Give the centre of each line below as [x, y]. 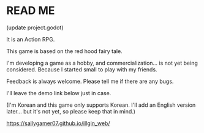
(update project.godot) [35, 27]
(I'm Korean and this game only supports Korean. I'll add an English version [101, 105]
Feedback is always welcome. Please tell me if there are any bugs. [90, 81]
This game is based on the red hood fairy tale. [64, 51]
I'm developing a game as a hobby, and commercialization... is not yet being [102, 63]
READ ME [31, 11]
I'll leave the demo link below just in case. [59, 93]
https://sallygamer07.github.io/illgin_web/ [58, 123]
